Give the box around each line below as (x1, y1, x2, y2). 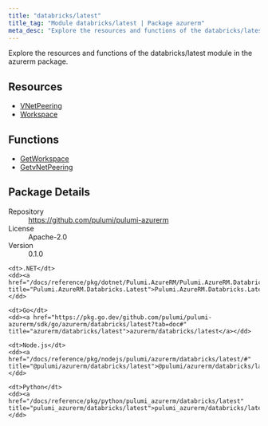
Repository (8, 207, 44, 216)
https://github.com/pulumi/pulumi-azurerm (28, 215, 169, 224)
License (8, 223, 34, 233)
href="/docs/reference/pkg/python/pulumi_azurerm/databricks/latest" (8, 396, 245, 405)
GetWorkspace (19, 154, 69, 164)
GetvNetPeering (19, 163, 73, 172)
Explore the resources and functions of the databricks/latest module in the (8, 49, 253, 58)
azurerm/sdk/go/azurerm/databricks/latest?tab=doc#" (8, 320, 187, 328)
